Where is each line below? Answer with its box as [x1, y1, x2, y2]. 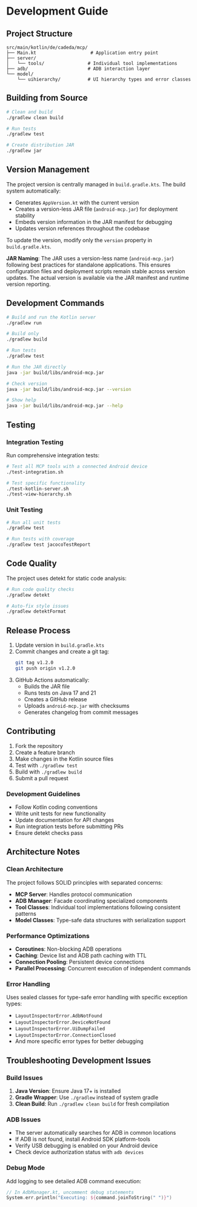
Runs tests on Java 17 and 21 [24, 689, 96, 696]
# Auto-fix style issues [6, 603, 69, 609]
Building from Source [6, 93, 88, 103]
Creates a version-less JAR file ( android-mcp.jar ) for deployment [15, 205, 178, 212]
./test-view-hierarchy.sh [6, 491, 72, 497]
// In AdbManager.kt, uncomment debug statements [6, 1189, 135, 1195]
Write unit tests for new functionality [15, 810, 106, 817]
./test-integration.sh [6, 469, 64, 475]
